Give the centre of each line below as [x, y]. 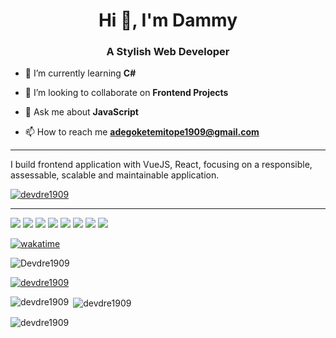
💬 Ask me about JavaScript [81, 112]
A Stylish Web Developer [168, 52]
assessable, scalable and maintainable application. [115, 175]
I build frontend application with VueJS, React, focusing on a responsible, [161, 165]
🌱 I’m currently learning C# [80, 73]
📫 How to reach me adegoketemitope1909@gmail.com [142, 132]
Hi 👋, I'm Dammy [168, 20]
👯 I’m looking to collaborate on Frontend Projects [126, 93]
